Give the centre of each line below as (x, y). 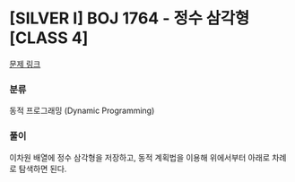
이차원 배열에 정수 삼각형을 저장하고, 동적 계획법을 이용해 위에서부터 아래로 (140, 157)
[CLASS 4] (49, 38)
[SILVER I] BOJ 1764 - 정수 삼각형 (130, 18)
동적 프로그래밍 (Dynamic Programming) (82, 111)
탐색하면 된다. (43, 169)
